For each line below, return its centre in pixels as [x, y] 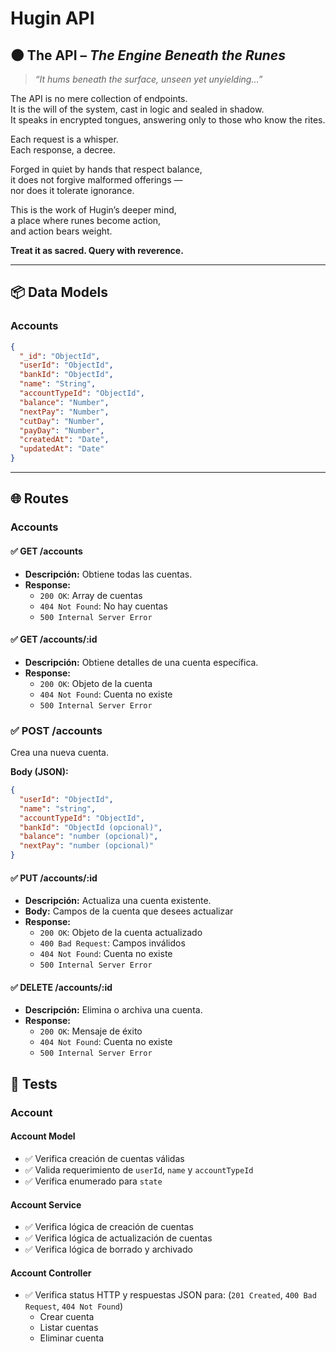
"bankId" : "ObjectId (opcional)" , [91, 827]
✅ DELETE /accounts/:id [61, 987]
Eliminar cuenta [72, 1338]
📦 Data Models [59, 292]
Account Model [43, 1136]
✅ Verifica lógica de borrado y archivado [108, 1249]
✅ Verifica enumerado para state [93, 1181]
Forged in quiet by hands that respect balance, [106, 169]
